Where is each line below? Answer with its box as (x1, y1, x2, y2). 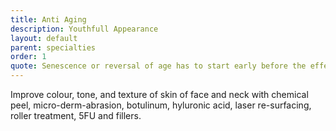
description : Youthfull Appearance (10, 24, 159, 34)
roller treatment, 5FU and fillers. (10, 110, 142, 121)
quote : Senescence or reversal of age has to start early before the (10, 61, 307, 71)
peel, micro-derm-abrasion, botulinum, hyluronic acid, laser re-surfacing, (10, 99, 312, 111)
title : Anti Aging (10, 14, 87, 25)
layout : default (10, 33, 78, 43)
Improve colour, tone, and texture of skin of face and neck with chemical (10, 89, 309, 100)
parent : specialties (10, 42, 97, 53)
